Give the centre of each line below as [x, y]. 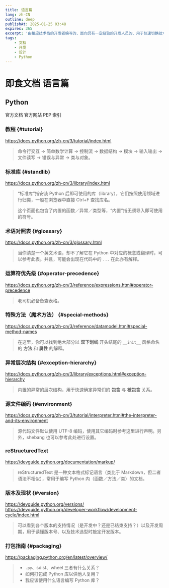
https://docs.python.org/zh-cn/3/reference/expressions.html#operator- [79, 285]
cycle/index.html [22, 515]
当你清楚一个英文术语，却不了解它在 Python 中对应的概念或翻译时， [88, 253]
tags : [11, 38]
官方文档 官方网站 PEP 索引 [33, 115]
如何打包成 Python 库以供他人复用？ [62, 574]
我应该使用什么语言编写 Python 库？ [62, 580]
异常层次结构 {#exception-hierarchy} [51, 362]
